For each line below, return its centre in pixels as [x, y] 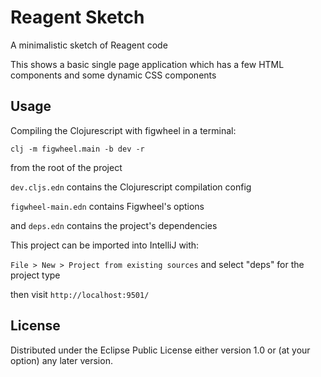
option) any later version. [61, 360]
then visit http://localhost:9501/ [80, 294]
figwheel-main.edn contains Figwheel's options [107, 206]
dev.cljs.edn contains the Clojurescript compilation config [131, 187]
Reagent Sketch [77, 17]
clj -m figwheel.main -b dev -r [77, 149]
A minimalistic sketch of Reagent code [89, 45]
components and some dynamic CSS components [113, 75]
